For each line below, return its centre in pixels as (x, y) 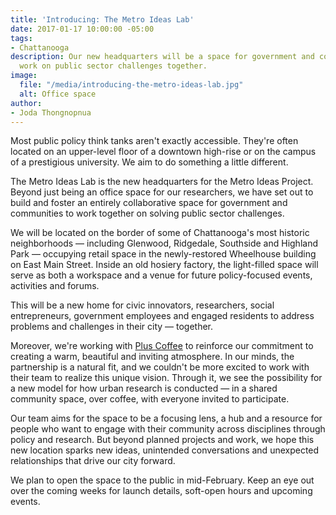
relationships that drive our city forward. (93, 461)
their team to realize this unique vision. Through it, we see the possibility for (166, 378)
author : (26, 103)
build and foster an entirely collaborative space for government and (149, 203)
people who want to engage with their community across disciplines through (168, 429)
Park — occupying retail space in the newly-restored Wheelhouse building (163, 254)
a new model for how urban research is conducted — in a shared (144, 388)
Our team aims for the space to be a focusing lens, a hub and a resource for (166, 418)
